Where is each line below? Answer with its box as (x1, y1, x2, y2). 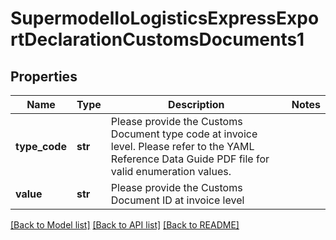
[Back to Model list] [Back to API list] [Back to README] (10, 219, 240, 231)
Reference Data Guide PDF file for (110, 152, 270, 166)
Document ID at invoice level (110, 193, 245, 207)
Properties (10, 68, 78, 85)
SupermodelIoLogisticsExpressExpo (10, 7, 320, 30)
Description (168, 98, 225, 111)
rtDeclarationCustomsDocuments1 (10, 28, 305, 51)
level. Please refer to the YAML (110, 140, 255, 153)
